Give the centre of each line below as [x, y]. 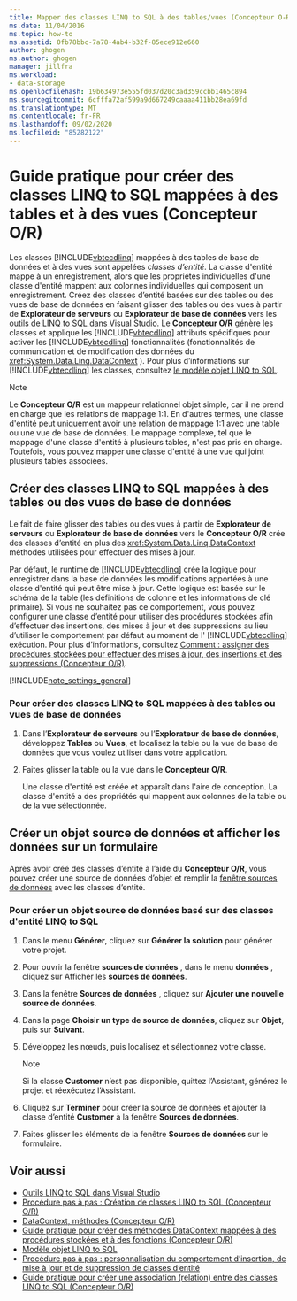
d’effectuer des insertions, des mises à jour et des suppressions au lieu [138, 626]
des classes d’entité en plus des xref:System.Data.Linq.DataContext [133, 543]
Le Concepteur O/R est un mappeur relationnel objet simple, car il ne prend [147, 404]
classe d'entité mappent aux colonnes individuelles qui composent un [136, 285]
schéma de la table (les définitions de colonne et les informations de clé [140, 597]
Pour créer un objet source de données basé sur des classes [141, 910]
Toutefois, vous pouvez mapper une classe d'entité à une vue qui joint [137, 451]
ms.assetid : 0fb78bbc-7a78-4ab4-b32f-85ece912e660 [104, 42]
